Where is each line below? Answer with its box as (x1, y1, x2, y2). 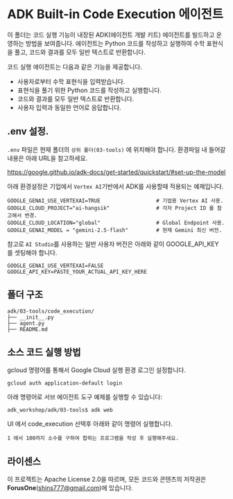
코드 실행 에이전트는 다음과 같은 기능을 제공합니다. (7, 62, 143, 71)
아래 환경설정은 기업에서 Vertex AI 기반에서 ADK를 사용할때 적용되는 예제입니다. (7, 182, 224, 191)
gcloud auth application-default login (7, 380, 123, 387)
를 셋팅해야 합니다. (7, 248, 58, 256)
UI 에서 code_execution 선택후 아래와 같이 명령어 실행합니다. (7, 420, 173, 428)
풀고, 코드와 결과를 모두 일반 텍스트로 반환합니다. (14, 48, 146, 56)
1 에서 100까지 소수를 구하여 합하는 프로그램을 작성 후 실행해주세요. (7, 435, 179, 442)
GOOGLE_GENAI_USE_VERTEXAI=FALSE (7, 262, 104, 269)
